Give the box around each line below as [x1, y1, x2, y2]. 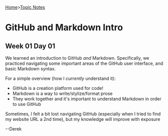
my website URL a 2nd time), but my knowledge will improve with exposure [5, 116, 160, 122]
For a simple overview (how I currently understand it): [5, 75, 116, 81]
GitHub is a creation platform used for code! [12, 85, 104, 91]
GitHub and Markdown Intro [5, 22, 123, 33]
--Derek [5, 126, 22, 132]
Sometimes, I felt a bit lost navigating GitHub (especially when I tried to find [5, 111, 161, 117]
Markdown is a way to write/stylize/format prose [12, 90, 113, 96]
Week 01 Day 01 [5, 42, 55, 50]
